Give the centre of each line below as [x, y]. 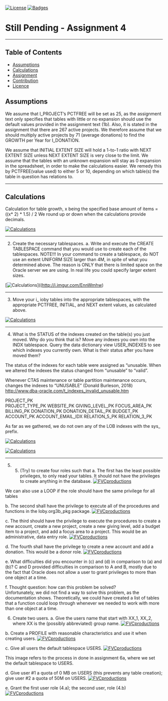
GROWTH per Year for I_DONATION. [42, 140]
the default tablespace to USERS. [39, 663]
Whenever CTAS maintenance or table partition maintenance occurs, [76, 380]
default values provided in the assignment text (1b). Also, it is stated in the [81, 124]
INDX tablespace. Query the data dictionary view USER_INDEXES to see [86, 345]
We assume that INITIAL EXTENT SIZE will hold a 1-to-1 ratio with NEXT [78, 150]
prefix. [12, 432]
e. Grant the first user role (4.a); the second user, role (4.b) [66, 688]
